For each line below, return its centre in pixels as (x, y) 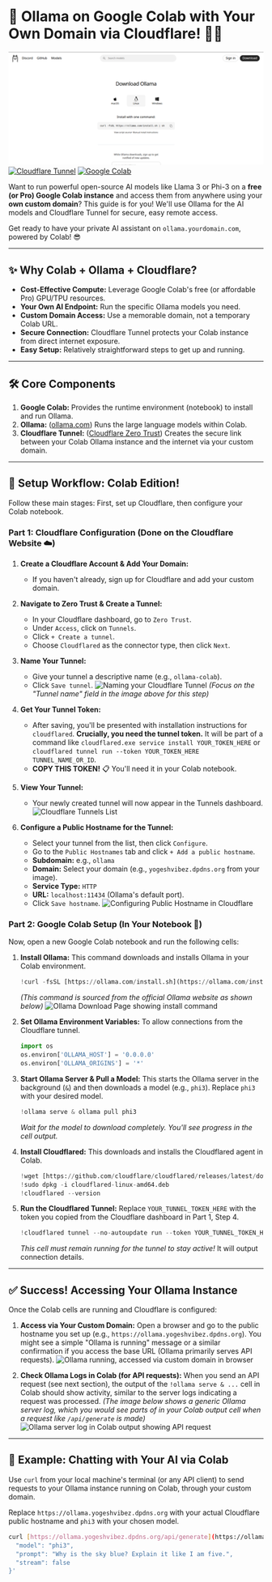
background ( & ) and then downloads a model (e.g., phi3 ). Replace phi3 (138, 1087)
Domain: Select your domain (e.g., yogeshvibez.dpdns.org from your (146, 869)
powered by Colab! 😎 (45, 237)
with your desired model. (62, 1095)
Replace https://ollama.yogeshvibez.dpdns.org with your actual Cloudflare (134, 1512)
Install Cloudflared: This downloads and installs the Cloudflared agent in (141, 1151)
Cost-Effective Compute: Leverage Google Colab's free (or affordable (138, 290)
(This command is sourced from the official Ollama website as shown (136, 997)
